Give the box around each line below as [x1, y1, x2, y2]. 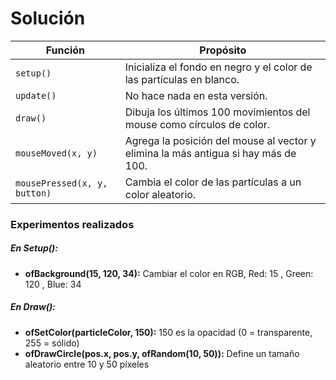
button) [15, 187, 52, 199]
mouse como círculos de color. [124, 117, 271, 131]
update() [15, 90, 57, 101]
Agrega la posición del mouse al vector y [124, 133, 317, 147]
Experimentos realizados [10, 217, 135, 231]
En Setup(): [10, 242, 58, 254]
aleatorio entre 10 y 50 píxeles [24, 358, 150, 370]
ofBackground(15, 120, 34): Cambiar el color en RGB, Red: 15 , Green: [24, 267, 314, 279]
